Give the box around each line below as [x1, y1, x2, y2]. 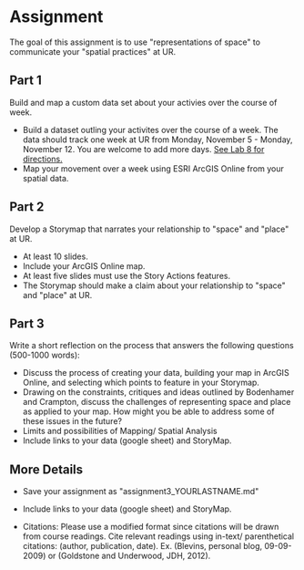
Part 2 [9, 199, 45, 215]
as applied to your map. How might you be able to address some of [22, 406, 275, 417]
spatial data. [22, 172, 69, 183]
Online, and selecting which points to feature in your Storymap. [22, 377, 259, 389]
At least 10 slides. [22, 251, 88, 262]
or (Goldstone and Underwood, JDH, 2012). [47, 550, 211, 562]
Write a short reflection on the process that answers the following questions [9, 340, 294, 351]
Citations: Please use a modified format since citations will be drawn [22, 522, 279, 533]
